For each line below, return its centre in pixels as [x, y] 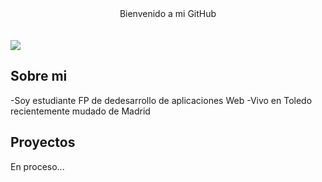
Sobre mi [39, 76]
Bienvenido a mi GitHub [168, 13]
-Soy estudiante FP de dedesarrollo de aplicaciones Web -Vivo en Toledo [161, 100]
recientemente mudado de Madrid [80, 111]
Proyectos [43, 142]
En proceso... [37, 166]
